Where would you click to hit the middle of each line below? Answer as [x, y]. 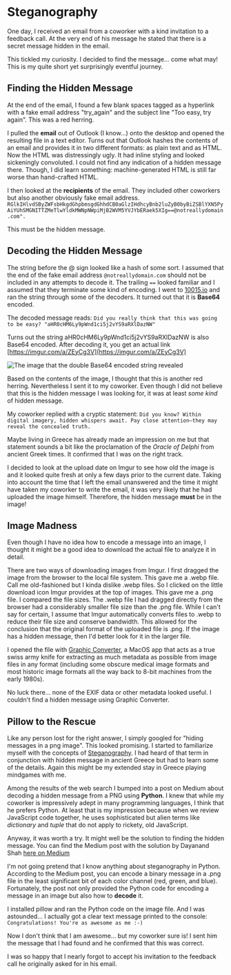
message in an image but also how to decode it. [75, 896]
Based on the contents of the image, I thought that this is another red [105, 378]
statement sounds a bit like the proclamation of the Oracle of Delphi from [111, 447]
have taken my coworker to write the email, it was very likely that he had [110, 489]
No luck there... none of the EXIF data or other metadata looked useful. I [109, 693]
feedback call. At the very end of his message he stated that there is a [107, 38]
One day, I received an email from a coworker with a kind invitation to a [108, 31]
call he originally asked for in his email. [62, 964]
